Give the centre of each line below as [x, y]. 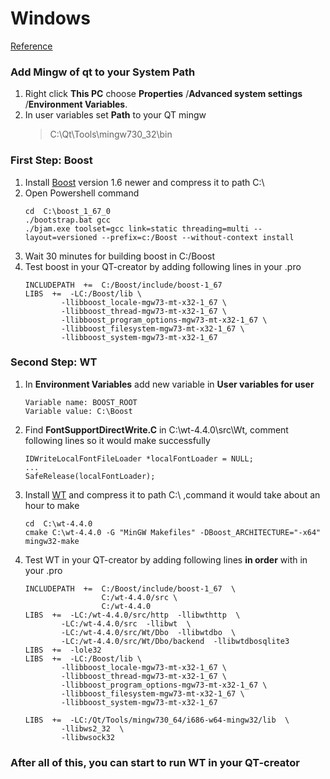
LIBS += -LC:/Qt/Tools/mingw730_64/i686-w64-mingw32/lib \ [157, 720]
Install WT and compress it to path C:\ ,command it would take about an [172, 494]
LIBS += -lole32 [63, 650]
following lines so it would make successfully [117, 440]
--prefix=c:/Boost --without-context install [198, 237]
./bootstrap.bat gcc [67, 220]
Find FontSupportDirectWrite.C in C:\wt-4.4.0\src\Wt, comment [156, 429]
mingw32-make [52, 541]
